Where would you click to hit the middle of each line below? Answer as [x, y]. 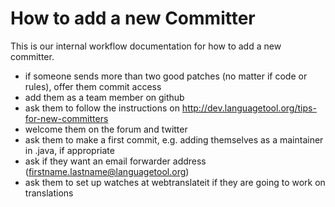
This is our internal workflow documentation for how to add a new [146, 46]
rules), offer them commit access [93, 86]
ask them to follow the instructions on [102, 108]
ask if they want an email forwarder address [115, 161]
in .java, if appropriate [69, 150]
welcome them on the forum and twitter [106, 129]
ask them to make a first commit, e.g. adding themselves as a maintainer [174, 139]
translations [49, 193]
